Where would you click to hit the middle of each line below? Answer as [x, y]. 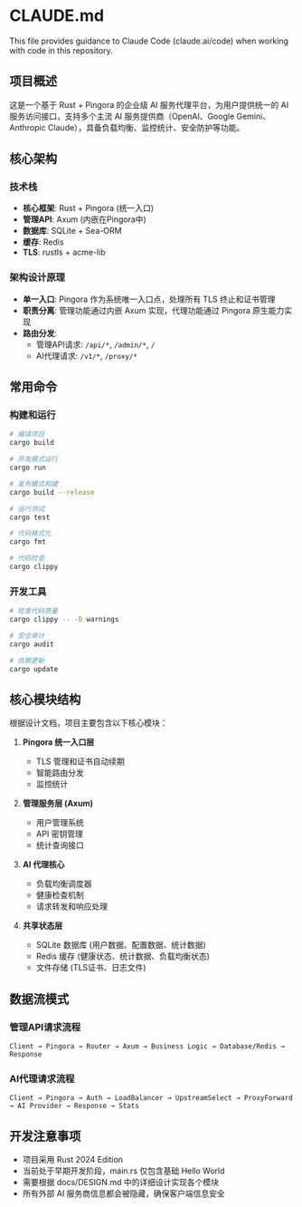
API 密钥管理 [59, 834]
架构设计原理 [38, 277]
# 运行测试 [27, 508]
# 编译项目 [27, 435]
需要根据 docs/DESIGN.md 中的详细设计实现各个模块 [121, 1183]
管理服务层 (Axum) [57, 804]
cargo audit [32, 644]
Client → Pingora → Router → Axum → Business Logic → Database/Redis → [147, 1046]
